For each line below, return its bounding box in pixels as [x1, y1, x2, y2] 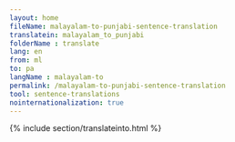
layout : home [9, 13, 59, 23]
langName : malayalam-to [9, 73, 104, 82]
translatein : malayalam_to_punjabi [9, 30, 145, 39]
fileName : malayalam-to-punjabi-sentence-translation [9, 22, 219, 31]
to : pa [9, 65, 35, 74]
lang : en [9, 47, 43, 56]
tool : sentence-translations [9, 89, 120, 98]
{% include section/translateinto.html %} [9, 123, 162, 134]
